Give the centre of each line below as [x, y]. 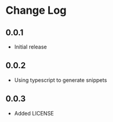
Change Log [36, 10]
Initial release [30, 47]
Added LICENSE [34, 113]
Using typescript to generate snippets [61, 80]
